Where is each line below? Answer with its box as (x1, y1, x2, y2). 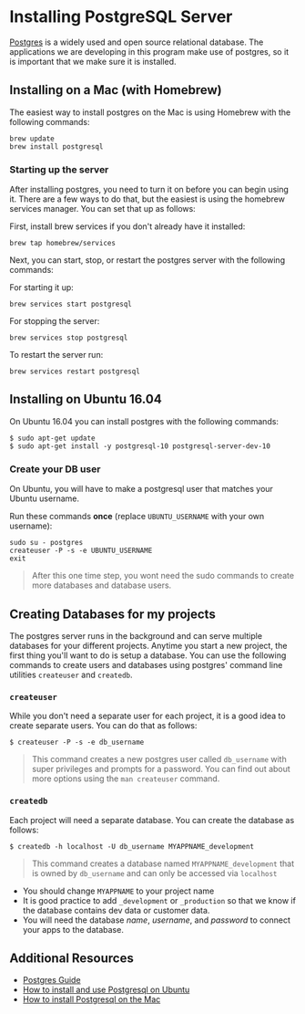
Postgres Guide (22, 975, 81, 986)
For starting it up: (9, 282, 75, 293)
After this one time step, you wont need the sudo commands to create (31, 570, 294, 581)
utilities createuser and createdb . (9, 669, 134, 680)
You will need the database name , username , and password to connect (22, 915, 291, 925)
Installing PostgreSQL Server (9, 6, 233, 27)
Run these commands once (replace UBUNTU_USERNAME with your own (9, 511, 265, 522)
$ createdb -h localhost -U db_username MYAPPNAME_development (9, 842, 255, 851)
